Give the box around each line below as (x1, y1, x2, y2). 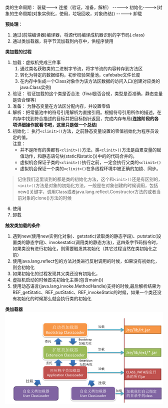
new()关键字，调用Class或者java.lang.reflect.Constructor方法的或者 (17, 189, 156, 194)
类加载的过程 (5, 49, 31, 54)
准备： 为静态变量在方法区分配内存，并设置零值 (12, 103, 110, 109)
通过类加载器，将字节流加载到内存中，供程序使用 (12, 38, 113, 44)
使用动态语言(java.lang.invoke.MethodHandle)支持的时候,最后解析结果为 (12, 283, 161, 289)
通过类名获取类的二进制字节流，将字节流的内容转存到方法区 (19, 65, 143, 71)
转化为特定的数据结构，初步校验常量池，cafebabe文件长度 (19, 72, 140, 77)
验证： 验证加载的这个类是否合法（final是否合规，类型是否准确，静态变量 (12, 90, 163, 96)
